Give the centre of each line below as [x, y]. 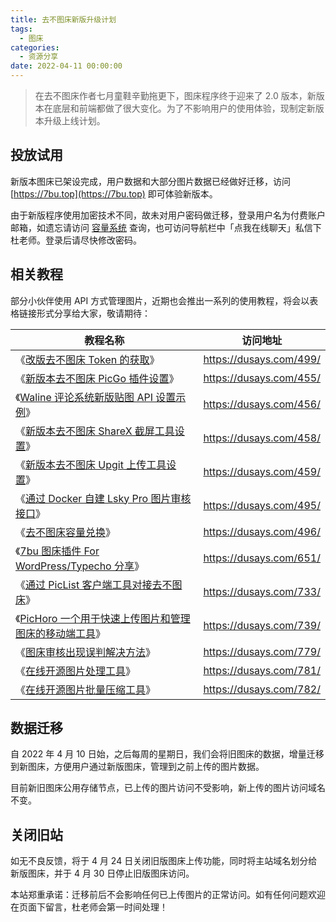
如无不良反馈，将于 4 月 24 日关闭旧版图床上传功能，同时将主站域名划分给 [164, 861]
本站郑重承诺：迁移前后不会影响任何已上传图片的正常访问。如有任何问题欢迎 [168, 895]
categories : [35, 47]
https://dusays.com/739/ [262, 625]
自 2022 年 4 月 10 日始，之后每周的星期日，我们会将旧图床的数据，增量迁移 [167, 754]
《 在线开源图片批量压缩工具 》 [86, 689]
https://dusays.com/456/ [262, 404]
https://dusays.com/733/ [262, 591]
